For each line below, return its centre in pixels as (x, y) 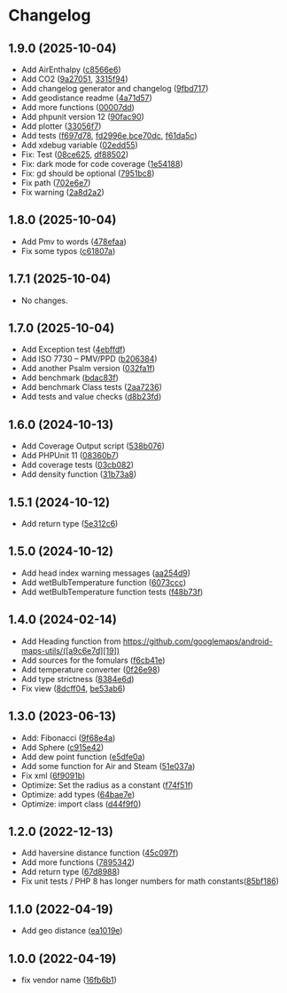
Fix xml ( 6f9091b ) (53, 775)
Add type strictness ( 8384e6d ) (78, 679)
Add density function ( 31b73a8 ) (79, 474)
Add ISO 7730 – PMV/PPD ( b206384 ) (89, 359)
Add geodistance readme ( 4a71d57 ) (86, 98)
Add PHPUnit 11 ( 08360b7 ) (70, 456)
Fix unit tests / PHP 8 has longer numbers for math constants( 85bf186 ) (150, 881)
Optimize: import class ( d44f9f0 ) (81, 804)
